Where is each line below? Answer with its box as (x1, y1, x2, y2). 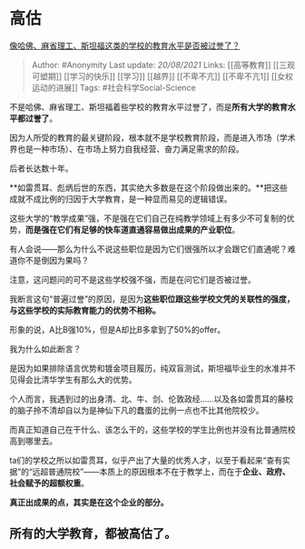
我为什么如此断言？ (9, 343, 82, 354)
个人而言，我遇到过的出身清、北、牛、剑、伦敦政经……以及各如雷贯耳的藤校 (9, 393, 294, 404)
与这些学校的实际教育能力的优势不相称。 (9, 304, 161, 315)
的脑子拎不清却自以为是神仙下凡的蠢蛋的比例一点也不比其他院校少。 (9, 404, 264, 415)
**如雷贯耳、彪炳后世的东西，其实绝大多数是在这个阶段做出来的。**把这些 (9, 182, 289, 193)
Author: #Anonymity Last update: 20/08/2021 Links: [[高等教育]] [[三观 (31, 59, 295, 70)
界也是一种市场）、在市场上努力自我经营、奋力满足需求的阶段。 (9, 143, 244, 155)
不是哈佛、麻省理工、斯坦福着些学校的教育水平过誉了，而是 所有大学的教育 (9, 101, 288, 112)
